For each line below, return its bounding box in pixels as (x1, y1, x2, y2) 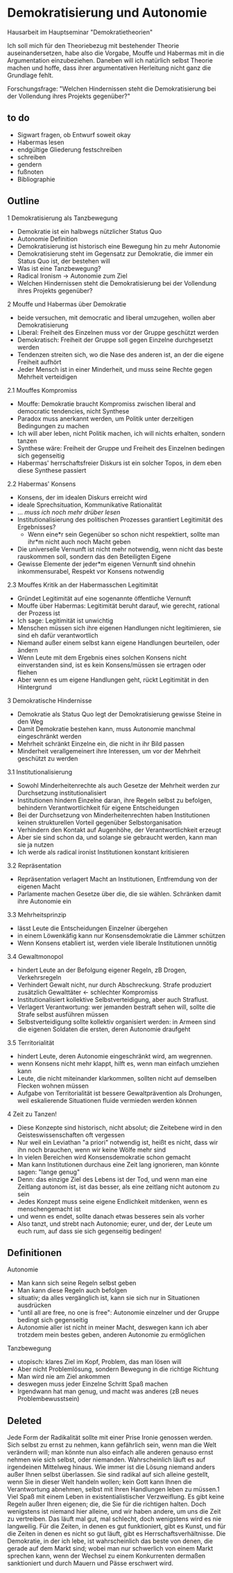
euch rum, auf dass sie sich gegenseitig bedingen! (17, 1227, 162, 1235)
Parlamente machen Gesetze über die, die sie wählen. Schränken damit (17, 889, 222, 898)
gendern (17, 160, 42, 169)
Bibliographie (17, 175, 55, 183)
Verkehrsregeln (17, 973, 62, 981)
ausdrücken (17, 1301, 52, 1310)
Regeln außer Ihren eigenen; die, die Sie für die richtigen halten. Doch (7, 1500, 207, 1508)
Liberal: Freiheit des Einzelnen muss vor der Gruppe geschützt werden (17, 328, 219, 336)
